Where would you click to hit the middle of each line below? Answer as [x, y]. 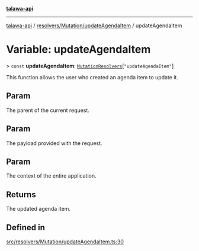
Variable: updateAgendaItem [78, 49]
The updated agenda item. [38, 209]
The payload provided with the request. [54, 143]
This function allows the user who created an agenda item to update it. [92, 77]
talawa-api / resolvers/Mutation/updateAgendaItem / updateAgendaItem [94, 25]
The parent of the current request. [48, 110]
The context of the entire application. [51, 176]
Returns [21, 194]
